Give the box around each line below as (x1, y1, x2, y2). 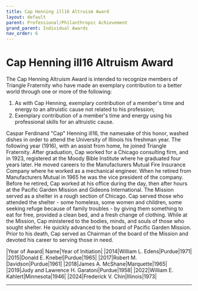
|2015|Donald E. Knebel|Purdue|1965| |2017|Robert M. (6, 254, 137, 261)
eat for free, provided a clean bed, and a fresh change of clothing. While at (6, 211, 187, 218)
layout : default (6, 14, 46, 20)
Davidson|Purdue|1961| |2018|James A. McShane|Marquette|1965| (6, 260, 168, 267)
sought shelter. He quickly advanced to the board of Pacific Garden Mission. (6, 224, 192, 231)
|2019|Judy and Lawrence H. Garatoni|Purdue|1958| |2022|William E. (6, 267, 174, 274)
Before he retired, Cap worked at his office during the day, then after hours (6, 180, 187, 187)
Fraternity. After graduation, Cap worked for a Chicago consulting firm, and (6, 149, 189, 156)
